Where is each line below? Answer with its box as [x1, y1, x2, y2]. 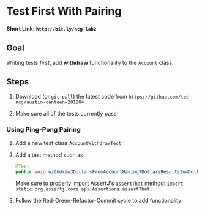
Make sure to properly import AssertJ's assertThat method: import [15, 179, 184, 187]
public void [15, 168, 46, 175]
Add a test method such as [15, 151, 84, 159]
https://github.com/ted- [128, 94, 192, 100]
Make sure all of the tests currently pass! [15, 110, 118, 118]
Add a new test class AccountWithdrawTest [15, 139, 122, 146]
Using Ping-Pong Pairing [6, 126, 81, 134]
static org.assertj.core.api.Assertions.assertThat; [15, 186, 153, 192]
